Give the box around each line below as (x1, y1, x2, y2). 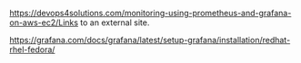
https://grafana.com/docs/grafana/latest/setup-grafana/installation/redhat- (9, 35, 291, 45)
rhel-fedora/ (9, 44, 55, 55)
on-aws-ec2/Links (9, 17, 79, 28)
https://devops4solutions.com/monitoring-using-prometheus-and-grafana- (9, 8, 292, 18)
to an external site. (80, 17, 150, 28)
